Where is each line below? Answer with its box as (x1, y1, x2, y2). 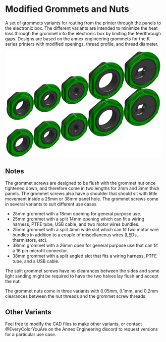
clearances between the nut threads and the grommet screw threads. (5, 293, 147, 299)
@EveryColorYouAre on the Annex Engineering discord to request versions (5, 326, 158, 332)
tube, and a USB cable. (12, 258, 59, 264)
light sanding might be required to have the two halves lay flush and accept (5, 273, 159, 279)
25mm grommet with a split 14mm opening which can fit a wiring (12, 216, 145, 222)
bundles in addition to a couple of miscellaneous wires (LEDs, (12, 232, 138, 238)
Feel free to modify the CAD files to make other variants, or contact (5, 321, 142, 327)
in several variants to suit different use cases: (5, 201, 98, 207)
